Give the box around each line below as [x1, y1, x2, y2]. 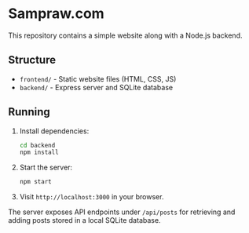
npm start [19, 178, 53, 186]
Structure [8, 53, 57, 67]
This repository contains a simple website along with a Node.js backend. [8, 31, 243, 40]
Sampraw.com [8, 5, 104, 23]
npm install [19, 148, 59, 157]
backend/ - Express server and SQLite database [19, 82, 174, 92]
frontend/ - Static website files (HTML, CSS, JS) [19, 74, 177, 83]
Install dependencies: [19, 126, 90, 136]
